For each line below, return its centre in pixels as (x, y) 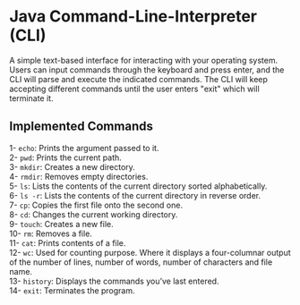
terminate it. (31, 98)
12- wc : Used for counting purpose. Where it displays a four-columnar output (150, 252)
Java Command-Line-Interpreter (133, 17)
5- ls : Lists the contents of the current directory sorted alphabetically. (138, 186)
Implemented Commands (81, 127)
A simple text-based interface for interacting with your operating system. (144, 60)
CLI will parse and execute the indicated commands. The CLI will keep (139, 79)
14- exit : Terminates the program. (73, 290)
